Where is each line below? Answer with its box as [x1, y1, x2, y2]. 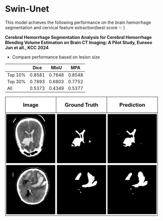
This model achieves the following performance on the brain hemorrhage [5, 19, 151, 25]
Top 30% [7, 79, 26, 85]
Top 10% [7, 72, 26, 78]
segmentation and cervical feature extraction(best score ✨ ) [5, 24, 125, 30]
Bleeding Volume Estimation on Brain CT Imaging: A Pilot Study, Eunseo [5, 39, 153, 45]
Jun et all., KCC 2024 [5, 45, 49, 51]
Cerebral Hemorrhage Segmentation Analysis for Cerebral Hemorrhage [5, 34, 152, 40]
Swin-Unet [5, 3, 49, 15]
